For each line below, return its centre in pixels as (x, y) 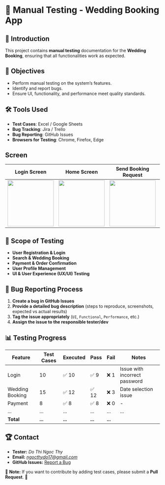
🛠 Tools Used (27, 110)
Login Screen (30, 172)
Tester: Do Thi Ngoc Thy (37, 452)
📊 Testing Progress (36, 338)
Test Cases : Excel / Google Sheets (47, 124)
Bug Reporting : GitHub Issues (43, 134)
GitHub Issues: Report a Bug (41, 462)
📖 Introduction (27, 39)
